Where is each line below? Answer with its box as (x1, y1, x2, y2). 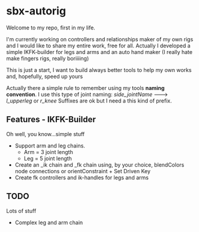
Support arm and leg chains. (14, 142, 86, 149)
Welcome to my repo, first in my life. (6, 24, 96, 31)
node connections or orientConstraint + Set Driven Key (14, 167, 151, 174)
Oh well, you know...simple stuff (6, 130, 85, 137)
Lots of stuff (6, 207, 37, 214)
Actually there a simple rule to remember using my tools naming (6, 84, 165, 91)
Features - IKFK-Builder (6, 115, 96, 125)
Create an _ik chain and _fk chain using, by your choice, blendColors (14, 161, 185, 168)
